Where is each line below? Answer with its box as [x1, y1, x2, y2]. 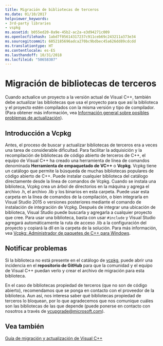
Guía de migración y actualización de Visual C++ [5, 335, 103, 341]
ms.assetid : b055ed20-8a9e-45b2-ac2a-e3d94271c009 [5, 30, 110, 35]
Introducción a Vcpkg [5, 129, 72, 137]
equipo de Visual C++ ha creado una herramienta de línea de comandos [5, 158, 150, 163]
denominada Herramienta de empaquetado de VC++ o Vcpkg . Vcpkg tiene [5, 163, 157, 168]
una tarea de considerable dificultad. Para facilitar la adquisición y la [5, 147, 142, 153]
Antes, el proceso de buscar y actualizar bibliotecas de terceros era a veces [5, 142, 158, 148]
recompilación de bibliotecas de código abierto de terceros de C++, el [5, 152, 146, 158]
